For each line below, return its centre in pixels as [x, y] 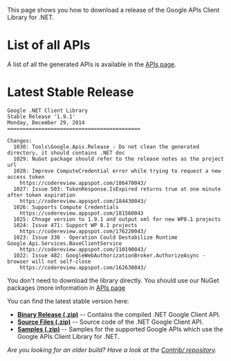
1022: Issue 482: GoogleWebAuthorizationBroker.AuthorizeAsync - [110, 255]
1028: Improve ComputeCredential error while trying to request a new [117, 171]
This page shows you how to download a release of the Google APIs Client [113, 10]
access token [26, 177]
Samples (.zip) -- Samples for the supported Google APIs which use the [120, 329]
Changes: [20, 141]
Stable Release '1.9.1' [41, 117]
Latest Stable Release [71, 92]
